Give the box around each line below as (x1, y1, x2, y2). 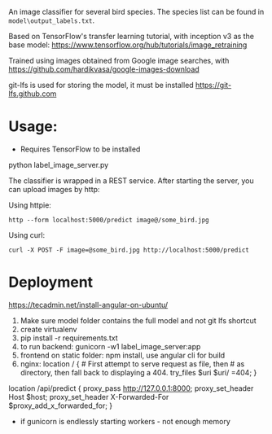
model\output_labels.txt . (8, 15, 95, 25)
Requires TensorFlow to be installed (20, 144, 141, 154)
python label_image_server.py (8, 160, 109, 169)
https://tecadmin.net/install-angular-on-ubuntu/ (8, 300, 169, 309)
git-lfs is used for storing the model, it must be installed (8, 81, 194, 90)
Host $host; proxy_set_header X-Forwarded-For (8, 392, 169, 401)
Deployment (8, 273, 94, 292)
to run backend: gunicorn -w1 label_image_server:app (20, 341, 201, 351)
